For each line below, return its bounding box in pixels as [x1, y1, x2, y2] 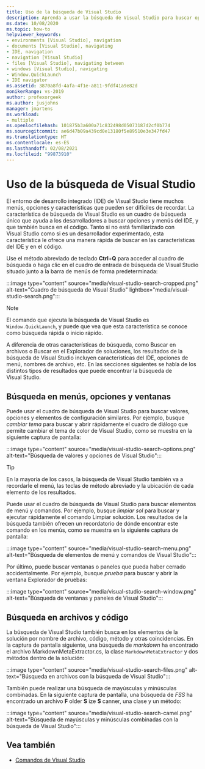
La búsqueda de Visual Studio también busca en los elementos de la [6, 628, 178, 636]
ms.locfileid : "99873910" [6, 151, 72, 157]
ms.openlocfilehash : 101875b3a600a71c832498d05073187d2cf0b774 [6, 123, 171, 129]
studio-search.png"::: [6, 293, 60, 300]
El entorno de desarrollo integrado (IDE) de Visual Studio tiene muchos [6, 197, 184, 205]
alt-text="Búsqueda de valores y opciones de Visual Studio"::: [6, 452, 162, 459]
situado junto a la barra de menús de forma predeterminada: [6, 268, 158, 275]
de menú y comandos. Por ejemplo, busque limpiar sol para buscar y [6, 507, 180, 514]
